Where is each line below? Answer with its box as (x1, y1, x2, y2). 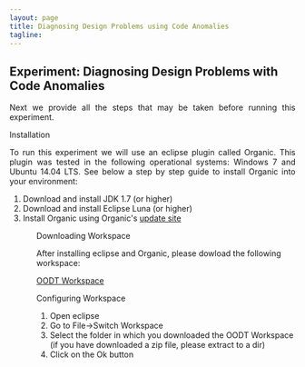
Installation (9, 129, 51, 141)
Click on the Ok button (49, 349, 134, 360)
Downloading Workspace (35, 231, 131, 242)
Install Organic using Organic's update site (22, 213, 182, 223)
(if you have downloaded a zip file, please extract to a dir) (49, 340, 266, 351)
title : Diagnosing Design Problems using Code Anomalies (9, 22, 230, 31)
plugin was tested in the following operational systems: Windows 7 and (9, 156, 296, 168)
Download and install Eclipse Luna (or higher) (22, 203, 193, 214)
